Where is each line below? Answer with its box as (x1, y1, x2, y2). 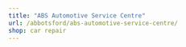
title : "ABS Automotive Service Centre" (8, 11, 147, 20)
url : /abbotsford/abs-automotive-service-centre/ (8, 19, 179, 27)
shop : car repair (8, 26, 67, 34)
